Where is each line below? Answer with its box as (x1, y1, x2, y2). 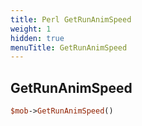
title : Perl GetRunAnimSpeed (10, 14, 132, 25)
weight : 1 (10, 24, 52, 34)
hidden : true (10, 33, 65, 43)
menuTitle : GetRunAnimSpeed (10, 42, 128, 53)
